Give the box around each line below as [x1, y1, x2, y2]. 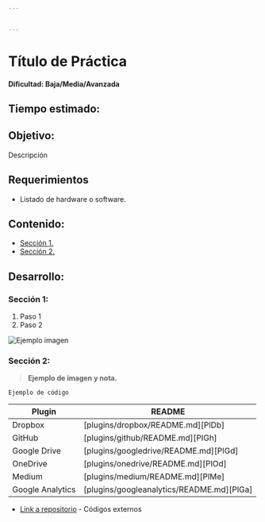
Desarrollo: [8, 269, 65, 283]
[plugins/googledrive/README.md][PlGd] [83, 446, 239, 457]
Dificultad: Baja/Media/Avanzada [8, 79, 121, 88]
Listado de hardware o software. [19, 194, 126, 203]
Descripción [8, 150, 48, 160]
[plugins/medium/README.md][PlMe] [83, 471, 225, 482]
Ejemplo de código [8, 389, 69, 397]
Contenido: [8, 217, 65, 230]
